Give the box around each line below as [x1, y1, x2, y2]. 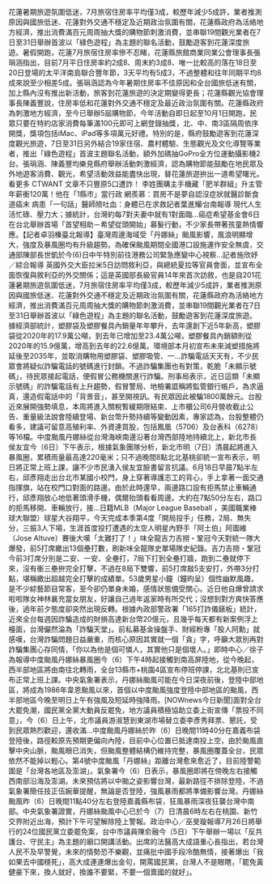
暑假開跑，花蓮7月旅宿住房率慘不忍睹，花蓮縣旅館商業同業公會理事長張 [22, 48, 261, 57]
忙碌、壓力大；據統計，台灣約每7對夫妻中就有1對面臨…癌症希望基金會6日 [15, 210, 261, 219]
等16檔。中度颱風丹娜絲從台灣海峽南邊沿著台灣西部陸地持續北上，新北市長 [8, 432, 257, 441]
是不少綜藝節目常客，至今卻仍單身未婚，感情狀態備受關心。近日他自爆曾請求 [8, 584, 264, 593]
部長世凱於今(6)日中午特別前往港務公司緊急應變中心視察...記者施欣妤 [29, 250, 258, 259]
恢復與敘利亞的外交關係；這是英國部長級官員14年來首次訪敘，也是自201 [15, 270, 255, 279]
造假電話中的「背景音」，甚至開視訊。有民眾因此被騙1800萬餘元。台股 [29, 392, 263, 401]
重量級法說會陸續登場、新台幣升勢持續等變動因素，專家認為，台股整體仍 [22, 412, 264, 421]
